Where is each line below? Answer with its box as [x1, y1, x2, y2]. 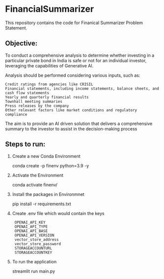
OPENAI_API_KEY [14, 220, 46, 225]
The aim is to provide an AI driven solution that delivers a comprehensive [5, 121, 153, 126]
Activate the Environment [12, 172, 64, 178]
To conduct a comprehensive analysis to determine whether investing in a [5, 52, 155, 58]
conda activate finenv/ [12, 182, 58, 187]
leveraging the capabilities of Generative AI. [5, 62, 94, 68]
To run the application [12, 258, 57, 264]
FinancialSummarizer [5, 3, 94, 15]
